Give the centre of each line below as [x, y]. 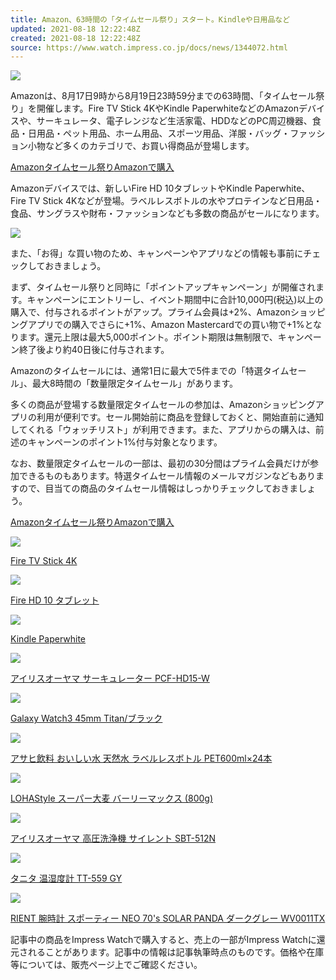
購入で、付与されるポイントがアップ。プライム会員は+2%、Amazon [150, 312]
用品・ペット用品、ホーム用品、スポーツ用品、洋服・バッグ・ [163, 133]
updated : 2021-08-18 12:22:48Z [75, 29]
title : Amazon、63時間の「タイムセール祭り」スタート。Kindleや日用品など [150, 19]
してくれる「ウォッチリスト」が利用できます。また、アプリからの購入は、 [163, 430]
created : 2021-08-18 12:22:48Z [75, 38]
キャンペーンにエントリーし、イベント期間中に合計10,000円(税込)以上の [175, 300]
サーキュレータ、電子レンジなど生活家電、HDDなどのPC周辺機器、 [174, 121]
